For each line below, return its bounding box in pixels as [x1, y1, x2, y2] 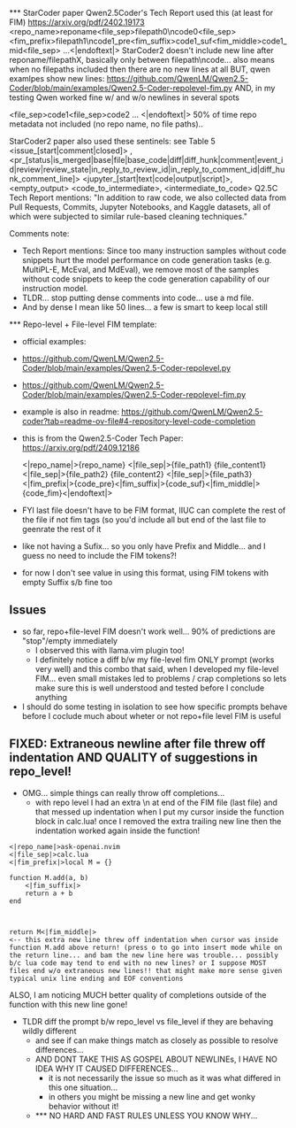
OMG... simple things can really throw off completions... [21, 787, 225, 798]
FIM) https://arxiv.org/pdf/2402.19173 [9, 17, 145, 27]
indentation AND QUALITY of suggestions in [9, 750, 258, 765]
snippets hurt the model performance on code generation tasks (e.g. [21, 255, 272, 265]
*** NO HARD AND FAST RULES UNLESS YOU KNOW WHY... [34, 1110, 258, 1121]
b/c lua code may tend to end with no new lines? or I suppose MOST [9, 958, 267, 968]
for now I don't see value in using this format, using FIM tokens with [21, 568, 269, 578]
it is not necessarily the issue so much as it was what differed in [48, 1072, 281, 1083]
